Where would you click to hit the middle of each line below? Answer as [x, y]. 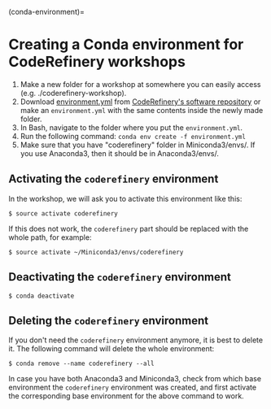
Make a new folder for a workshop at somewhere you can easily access [140, 84]
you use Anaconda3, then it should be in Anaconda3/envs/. [120, 153]
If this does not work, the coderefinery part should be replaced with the [129, 228]
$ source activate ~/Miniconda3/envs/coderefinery [96, 252]
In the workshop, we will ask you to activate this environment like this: [125, 198]
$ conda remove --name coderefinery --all [81, 364]
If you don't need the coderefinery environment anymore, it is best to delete [135, 340]
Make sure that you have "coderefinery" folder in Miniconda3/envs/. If [138, 145]
